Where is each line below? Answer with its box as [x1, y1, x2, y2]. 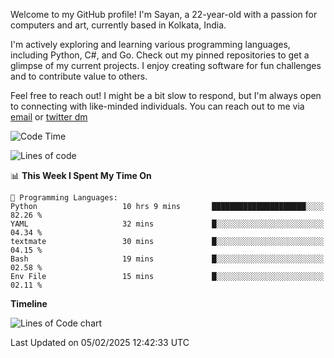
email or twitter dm [10, 111, 88, 123]
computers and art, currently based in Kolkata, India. [10, 19, 227, 31]
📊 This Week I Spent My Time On [10, 170, 152, 181]
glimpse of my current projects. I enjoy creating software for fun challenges [10, 60, 322, 71]
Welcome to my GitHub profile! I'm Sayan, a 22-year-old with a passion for [10, 9, 318, 20]
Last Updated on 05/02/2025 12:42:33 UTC [10, 337, 190, 348]
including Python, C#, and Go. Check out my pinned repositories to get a [10, 49, 310, 61]
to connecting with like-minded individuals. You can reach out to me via [10, 100, 305, 112]
